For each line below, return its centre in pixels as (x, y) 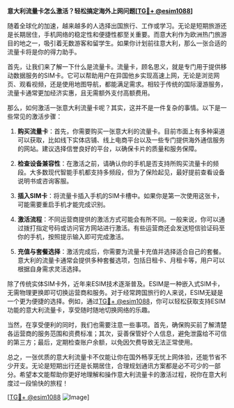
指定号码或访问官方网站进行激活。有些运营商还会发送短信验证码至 (130, 228)
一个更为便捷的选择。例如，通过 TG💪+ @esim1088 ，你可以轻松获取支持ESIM (117, 301)
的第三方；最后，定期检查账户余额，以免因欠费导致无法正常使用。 (102, 342)
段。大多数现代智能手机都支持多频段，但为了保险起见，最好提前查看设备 (121, 172)
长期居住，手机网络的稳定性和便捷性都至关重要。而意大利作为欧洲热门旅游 (120, 35)
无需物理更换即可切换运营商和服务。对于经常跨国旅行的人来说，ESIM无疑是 (115, 293)
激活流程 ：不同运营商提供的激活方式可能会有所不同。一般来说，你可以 (118, 219)
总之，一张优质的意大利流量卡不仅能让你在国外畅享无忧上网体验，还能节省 (114, 357)
